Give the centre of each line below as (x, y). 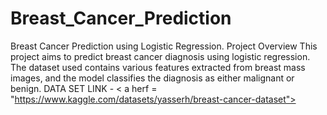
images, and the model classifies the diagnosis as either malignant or (152, 78)
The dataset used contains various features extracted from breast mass (158, 67)
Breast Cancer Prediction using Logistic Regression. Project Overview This (164, 46)
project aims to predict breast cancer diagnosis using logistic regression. (160, 56)
